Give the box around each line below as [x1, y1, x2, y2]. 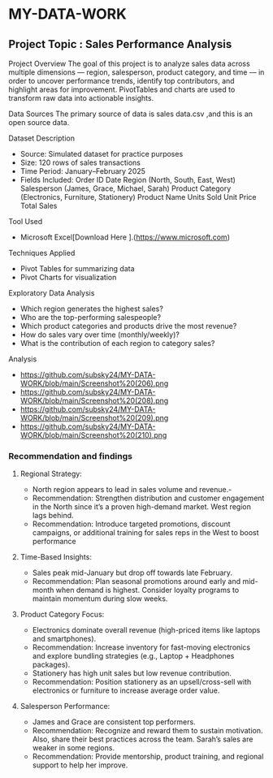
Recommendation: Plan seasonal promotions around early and [32, 577, 241, 586]
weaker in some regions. [32, 743, 115, 753]
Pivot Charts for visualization [19, 273, 117, 282]
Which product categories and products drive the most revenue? [19, 322, 237, 331]
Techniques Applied [8, 249, 76, 257]
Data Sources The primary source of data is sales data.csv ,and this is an [8, 109, 253, 119]
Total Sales [19, 201, 58, 210]
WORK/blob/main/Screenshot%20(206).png [19, 378, 169, 388]
